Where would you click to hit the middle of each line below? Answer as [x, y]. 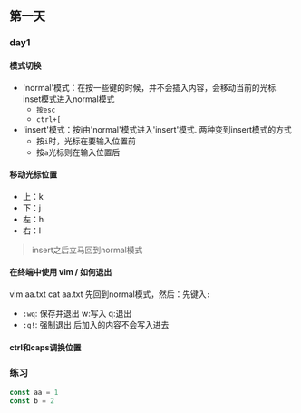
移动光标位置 [33, 174]
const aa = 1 [34, 392]
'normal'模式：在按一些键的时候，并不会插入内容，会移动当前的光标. [150, 87]
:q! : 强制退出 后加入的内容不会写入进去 [96, 324]
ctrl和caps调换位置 [45, 347]
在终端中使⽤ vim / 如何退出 [61, 272]
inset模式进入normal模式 [68, 99]
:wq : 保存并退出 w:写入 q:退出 [77, 313]
